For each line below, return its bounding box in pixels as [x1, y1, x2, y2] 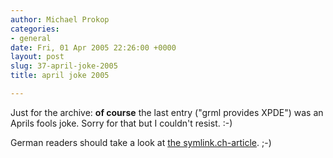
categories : [10, 24, 60, 34]
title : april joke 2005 [10, 71, 110, 81]
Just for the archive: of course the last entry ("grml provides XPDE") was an [10, 106, 324, 118]
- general [10, 33, 52, 43]
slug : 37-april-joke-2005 [10, 61, 118, 71]
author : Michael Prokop [10, 14, 110, 25]
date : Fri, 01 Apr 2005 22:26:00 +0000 [10, 42, 177, 53]
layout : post [10, 52, 65, 62]
